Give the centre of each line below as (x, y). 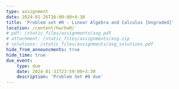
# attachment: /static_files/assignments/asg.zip (68, 39)
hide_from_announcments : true (43, 50)
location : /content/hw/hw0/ (40, 28)
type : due (29, 66)
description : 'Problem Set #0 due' (60, 77)
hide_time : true (26, 55)
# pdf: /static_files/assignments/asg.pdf (59, 33)
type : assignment (27, 11)
